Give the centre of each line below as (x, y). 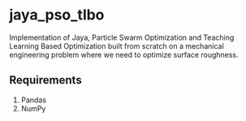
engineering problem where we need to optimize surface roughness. (124, 54)
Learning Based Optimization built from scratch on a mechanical (117, 45)
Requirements (45, 80)
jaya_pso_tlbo (57, 15)
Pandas (34, 100)
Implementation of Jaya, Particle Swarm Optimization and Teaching (122, 37)
